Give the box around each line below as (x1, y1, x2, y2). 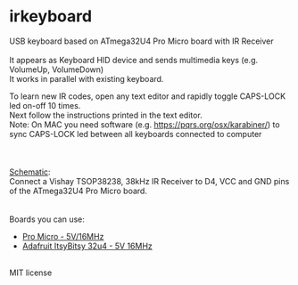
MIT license (9, 267, 53, 278)
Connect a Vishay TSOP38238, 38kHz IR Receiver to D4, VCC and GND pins (9, 175, 290, 186)
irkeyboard (9, 6, 92, 27)
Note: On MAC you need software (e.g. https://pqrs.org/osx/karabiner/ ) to (9, 118, 280, 130)
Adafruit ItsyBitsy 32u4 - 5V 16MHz (21, 240, 153, 251)
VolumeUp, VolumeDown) (9, 64, 104, 75)
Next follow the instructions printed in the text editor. (9, 110, 203, 120)
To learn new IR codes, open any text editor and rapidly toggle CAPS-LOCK (9, 91, 286, 102)
